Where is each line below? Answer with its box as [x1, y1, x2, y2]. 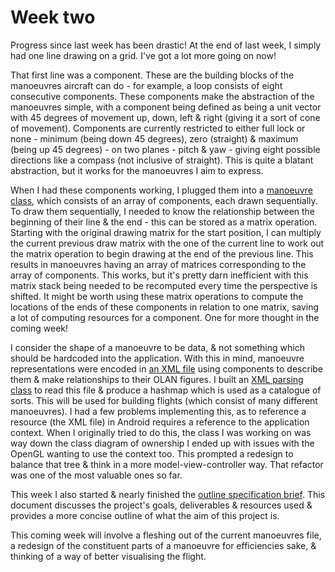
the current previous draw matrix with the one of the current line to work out [10, 237, 325, 249]
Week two [10, 6, 96, 29]
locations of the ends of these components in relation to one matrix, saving [10, 301, 320, 313]
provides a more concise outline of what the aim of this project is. [10, 509, 280, 521]
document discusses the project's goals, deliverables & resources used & [10, 499, 313, 511]
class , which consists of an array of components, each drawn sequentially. [10, 194, 318, 206]
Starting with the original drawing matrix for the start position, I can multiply [10, 226, 322, 238]
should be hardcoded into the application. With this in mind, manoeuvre [10, 352, 305, 364]
